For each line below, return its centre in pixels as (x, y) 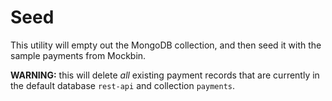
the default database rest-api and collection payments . (123, 85)
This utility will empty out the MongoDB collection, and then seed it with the (166, 45)
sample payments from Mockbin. (78, 55)
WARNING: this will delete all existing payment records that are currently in (165, 75)
